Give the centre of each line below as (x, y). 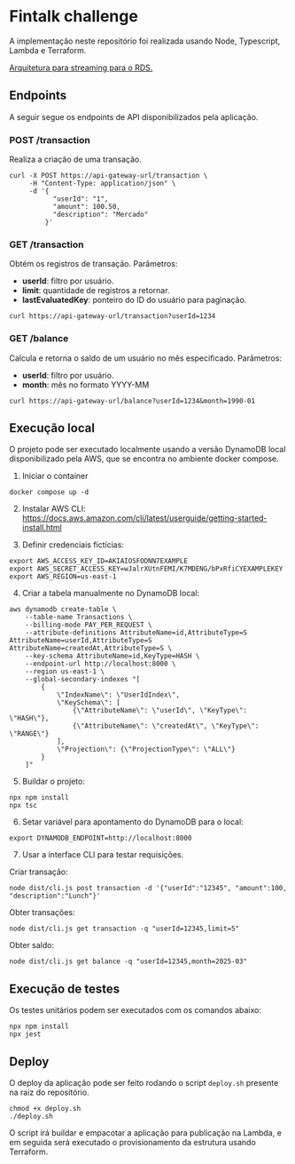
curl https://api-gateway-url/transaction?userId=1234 (113, 316)
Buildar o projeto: (54, 781)
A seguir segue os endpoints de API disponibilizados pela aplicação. (134, 116)
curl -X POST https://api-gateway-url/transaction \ (109, 176)
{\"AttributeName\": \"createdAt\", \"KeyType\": (166, 726)
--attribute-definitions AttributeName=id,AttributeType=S (136, 633)
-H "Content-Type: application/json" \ (102, 184)
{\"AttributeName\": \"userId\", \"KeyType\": (160, 711)
